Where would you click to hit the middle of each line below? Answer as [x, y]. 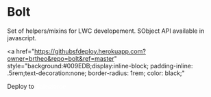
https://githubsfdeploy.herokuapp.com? [90, 51]
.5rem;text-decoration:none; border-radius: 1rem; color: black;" [96, 73]
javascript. [22, 38]
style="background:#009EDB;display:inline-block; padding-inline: [100, 66]
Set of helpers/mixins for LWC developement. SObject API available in [106, 31]
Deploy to [21, 86]
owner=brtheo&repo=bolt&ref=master [61, 58]
